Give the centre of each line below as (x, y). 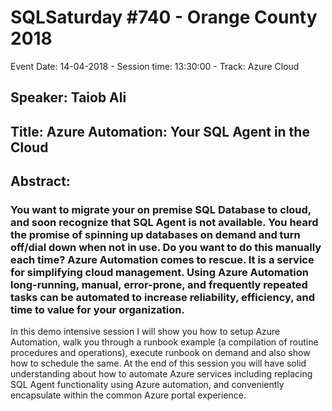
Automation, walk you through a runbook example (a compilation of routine (164, 342)
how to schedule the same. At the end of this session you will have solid (158, 363)
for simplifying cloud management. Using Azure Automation (159, 273)
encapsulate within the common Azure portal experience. (128, 395)
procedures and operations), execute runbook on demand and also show (160, 353)
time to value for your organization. (97, 310)
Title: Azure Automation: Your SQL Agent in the (160, 131)
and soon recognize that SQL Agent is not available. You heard (164, 223)
